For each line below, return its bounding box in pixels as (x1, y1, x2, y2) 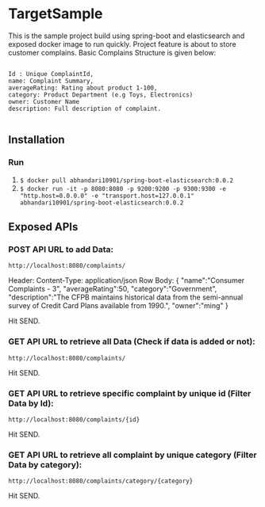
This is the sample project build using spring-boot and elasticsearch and (8, 31, 245, 40)
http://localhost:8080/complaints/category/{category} (8, 477, 194, 486)
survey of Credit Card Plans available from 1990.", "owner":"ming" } (8, 301, 229, 311)
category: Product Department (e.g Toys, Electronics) (8, 90, 194, 99)
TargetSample (8, 5, 103, 23)
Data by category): (8, 459, 83, 470)
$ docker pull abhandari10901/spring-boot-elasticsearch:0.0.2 (19, 176, 234, 185)
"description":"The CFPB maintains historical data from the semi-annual (8, 292, 244, 302)
